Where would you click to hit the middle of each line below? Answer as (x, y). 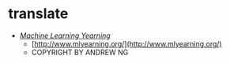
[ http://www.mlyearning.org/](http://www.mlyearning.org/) (127, 43)
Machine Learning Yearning (65, 35)
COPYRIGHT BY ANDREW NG (80, 52)
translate (38, 14)
